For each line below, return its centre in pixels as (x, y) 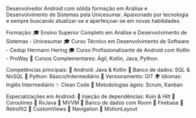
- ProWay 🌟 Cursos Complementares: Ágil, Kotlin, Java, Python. (82, 58)
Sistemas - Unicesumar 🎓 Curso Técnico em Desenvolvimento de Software (98, 41)
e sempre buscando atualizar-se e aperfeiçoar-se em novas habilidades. (94, 21)
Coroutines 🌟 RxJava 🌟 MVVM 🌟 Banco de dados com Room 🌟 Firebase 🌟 (95, 103)
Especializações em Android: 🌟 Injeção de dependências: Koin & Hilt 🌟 (91, 96)
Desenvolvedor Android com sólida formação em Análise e (77, 8)
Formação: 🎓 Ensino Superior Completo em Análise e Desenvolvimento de (97, 32)
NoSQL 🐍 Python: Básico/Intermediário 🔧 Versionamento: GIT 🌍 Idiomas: (94, 76)
